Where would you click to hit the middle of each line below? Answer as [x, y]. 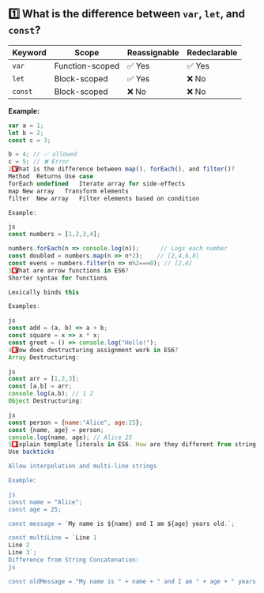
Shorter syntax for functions [58, 278]
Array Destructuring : [44, 357]
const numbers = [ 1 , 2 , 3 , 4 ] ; [55, 235]
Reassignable [153, 52]
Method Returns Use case [51, 177]
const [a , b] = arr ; [40, 386]
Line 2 [19, 545]
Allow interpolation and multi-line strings [83, 466]
